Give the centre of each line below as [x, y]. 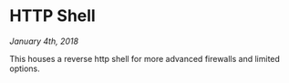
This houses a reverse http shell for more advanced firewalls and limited [145, 58]
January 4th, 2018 [44, 41]
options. [25, 68]
